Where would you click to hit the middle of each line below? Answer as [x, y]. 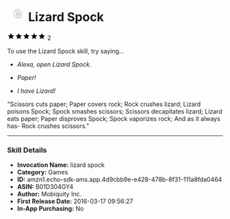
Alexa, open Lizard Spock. [54, 64]
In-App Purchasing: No [50, 209]
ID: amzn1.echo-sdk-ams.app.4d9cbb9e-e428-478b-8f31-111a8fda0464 [119, 179]
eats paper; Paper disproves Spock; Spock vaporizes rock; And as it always [114, 118]
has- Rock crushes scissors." [48, 126]
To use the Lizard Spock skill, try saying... [66, 51]
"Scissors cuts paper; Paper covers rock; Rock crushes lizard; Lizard [104, 104]
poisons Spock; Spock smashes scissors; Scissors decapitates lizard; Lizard [115, 111]
